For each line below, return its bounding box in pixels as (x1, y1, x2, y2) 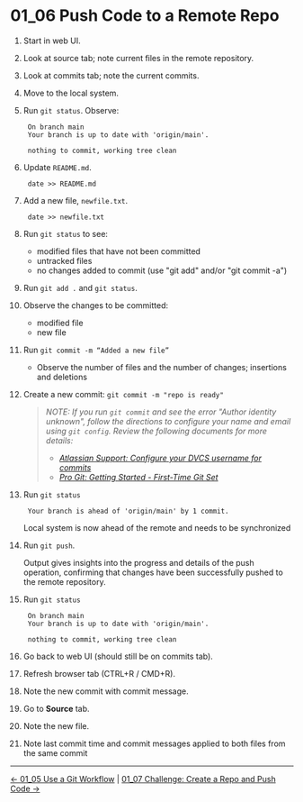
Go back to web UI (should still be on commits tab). (22, 651, 214, 661)
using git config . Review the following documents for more (45, 425, 268, 436)
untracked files (36, 255, 93, 266)
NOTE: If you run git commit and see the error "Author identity (45, 406, 277, 417)
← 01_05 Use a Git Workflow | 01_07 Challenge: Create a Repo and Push (10, 773, 277, 784)
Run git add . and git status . (22, 282, 138, 293)
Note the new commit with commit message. (22, 686, 189, 697)
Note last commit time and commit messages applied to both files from (22, 738, 286, 749)
